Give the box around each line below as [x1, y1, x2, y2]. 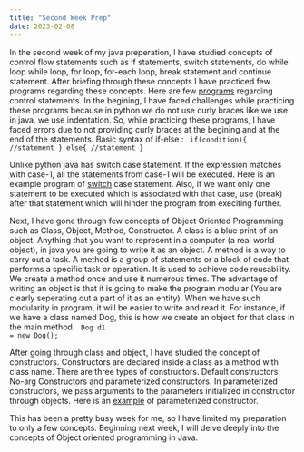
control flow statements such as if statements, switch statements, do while [9, 56, 289, 67]
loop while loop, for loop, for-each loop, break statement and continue [9, 65, 272, 77]
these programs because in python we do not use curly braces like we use [9, 104, 289, 115]
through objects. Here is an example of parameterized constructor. [9, 395, 259, 406]
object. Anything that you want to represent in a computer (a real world [9, 234, 275, 245]
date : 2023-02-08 [9, 22, 75, 31]
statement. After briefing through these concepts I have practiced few [9, 75, 270, 86]
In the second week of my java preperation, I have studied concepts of [9, 46, 274, 57]
